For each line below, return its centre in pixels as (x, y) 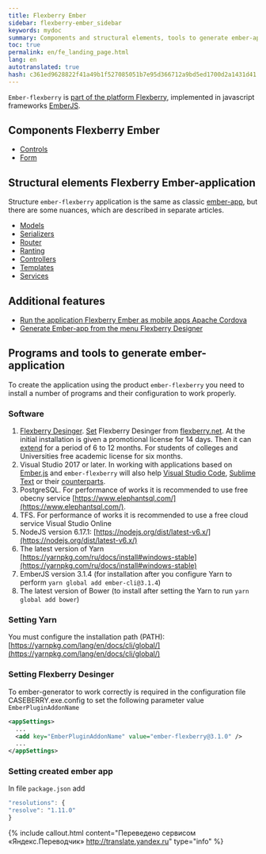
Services (34, 276)
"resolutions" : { (37, 803)
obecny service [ (47, 498)
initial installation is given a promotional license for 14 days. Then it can (135, 440)
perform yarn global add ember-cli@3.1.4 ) (90, 582)
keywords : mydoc (35, 30)
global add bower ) (49, 600)
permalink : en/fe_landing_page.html (68, 52)
